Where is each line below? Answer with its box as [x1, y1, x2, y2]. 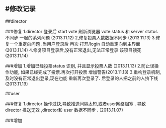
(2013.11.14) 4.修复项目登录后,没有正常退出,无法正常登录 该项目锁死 [5, 47, 142, 53]
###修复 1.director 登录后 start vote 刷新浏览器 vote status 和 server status [5, 28, 158, 34]
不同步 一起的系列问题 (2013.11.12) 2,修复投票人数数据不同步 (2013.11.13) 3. [5, 34, 156, 41]
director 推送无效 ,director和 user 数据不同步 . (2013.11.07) [5, 107, 123, 113]
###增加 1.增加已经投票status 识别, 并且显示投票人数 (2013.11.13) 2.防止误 [5, 63, 155, 68]
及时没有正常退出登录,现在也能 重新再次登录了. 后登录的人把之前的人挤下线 [5, 75, 158, 81]
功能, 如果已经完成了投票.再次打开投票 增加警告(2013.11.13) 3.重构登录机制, [9, 69, 162, 75]
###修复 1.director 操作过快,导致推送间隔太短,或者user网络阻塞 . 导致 [5, 101, 146, 107]
